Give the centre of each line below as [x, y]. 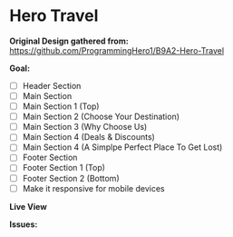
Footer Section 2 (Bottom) [71, 178]
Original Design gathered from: [69, 41]
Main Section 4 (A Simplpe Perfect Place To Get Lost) [122, 147]
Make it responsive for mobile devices [93, 188]
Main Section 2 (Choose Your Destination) [101, 117]
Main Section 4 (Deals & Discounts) [89, 137]
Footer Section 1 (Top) [64, 168]
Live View [28, 206]
